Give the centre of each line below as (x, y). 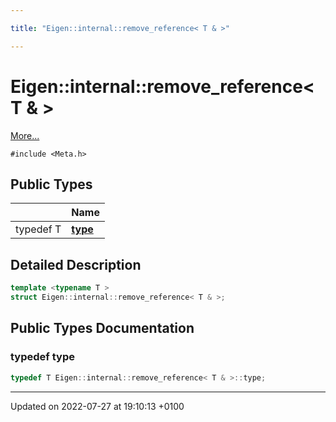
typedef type (42, 357)
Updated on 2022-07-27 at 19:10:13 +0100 (97, 406)
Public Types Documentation (102, 328)
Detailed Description (76, 264)
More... (25, 135)
